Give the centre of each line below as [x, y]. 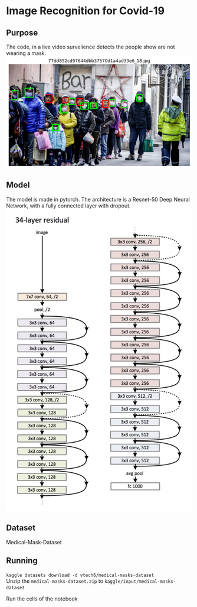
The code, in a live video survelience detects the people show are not [91, 47]
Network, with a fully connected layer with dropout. [68, 206]
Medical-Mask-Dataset [34, 542]
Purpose [22, 33]
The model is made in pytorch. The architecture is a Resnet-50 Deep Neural [98, 199]
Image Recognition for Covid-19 [86, 11]
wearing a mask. [26, 53]
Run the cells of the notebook [42, 599]
